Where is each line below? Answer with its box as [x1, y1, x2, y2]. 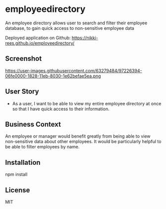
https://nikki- [71, 35, 98, 41]
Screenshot [5, 55, 42, 63]
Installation [5, 158, 41, 167]
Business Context [5, 120, 61, 129]
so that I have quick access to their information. [12, 106, 110, 112]
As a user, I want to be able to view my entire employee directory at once [12, 100, 162, 106]
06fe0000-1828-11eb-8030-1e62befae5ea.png [5, 73, 101, 79]
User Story [5, 87, 39, 96]
